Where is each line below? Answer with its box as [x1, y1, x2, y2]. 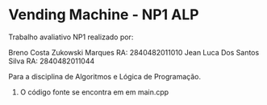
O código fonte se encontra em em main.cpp [19, 87, 169, 97]
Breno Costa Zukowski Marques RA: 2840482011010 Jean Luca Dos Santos [8, 47, 260, 57]
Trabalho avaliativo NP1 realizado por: [8, 32, 134, 42]
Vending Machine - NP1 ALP [8, 6, 199, 24]
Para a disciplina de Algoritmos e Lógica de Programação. [8, 71, 202, 81]
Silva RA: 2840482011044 [8, 56, 95, 66]
